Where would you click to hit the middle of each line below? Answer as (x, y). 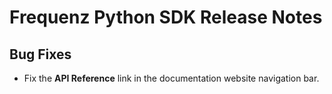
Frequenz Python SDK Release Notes (166, 17)
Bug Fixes (40, 54)
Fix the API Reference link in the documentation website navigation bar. (171, 78)
